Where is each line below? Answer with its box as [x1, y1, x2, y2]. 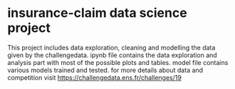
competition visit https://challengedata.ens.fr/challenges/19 [7, 73, 182, 82]
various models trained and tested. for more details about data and [7, 66, 204, 74]
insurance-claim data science [7, 5, 187, 21]
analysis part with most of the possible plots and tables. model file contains [7, 58, 229, 66]
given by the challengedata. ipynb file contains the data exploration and [7, 51, 217, 59]
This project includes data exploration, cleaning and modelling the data [7, 43, 216, 52]
